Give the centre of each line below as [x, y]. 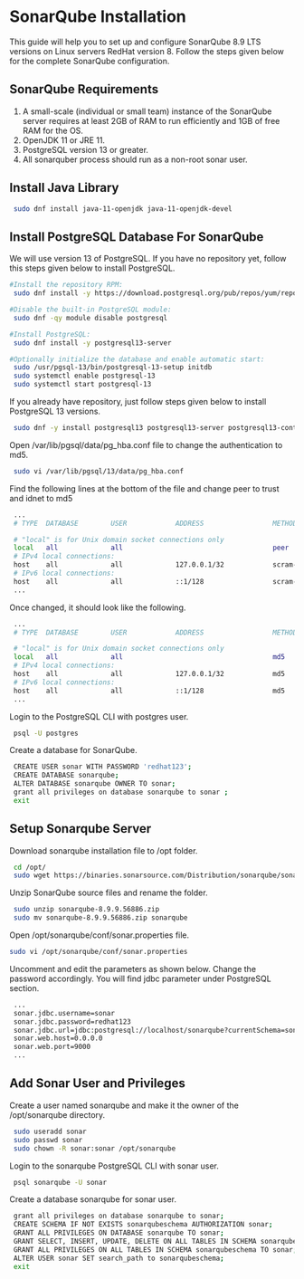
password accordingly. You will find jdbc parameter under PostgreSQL [140, 978]
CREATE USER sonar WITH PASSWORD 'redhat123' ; [103, 767]
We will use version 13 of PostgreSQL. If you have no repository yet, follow [148, 259]
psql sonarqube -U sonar [60, 1182]
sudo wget [32, 875]
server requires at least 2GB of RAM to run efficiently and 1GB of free [151, 120]
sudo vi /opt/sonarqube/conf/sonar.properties [99, 952]
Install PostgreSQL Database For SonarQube [137, 237]
